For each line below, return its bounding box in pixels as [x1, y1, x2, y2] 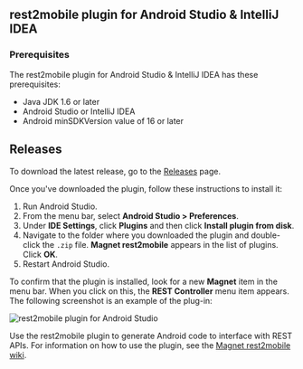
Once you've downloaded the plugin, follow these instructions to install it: [9, 183, 283, 194]
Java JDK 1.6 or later [22, 96, 100, 107]
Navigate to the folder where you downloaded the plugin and [22, 230, 250, 241]
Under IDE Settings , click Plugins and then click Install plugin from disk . [22, 220, 295, 231]
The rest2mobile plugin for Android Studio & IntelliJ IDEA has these [9, 69, 259, 80]
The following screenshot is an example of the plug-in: [9, 295, 213, 306]
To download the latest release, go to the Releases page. [9, 166, 222, 176]
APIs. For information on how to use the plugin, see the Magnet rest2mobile [9, 339, 291, 351]
